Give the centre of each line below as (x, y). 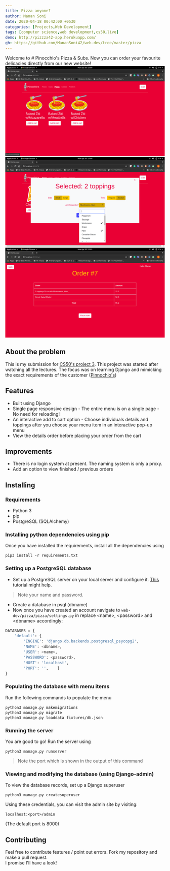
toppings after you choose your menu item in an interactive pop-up (82, 425)
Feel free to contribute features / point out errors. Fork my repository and (81, 852)
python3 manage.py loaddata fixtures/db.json (54, 718)
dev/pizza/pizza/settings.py (43, 616)
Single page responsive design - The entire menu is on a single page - (86, 409)
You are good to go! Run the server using (48, 741)
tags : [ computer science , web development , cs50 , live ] (62, 32)
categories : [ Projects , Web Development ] (49, 27)
